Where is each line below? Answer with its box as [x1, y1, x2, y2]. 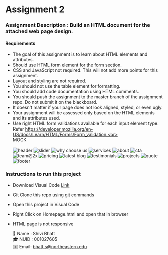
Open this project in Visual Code [12, 201, 79, 207]
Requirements [5, 40, 36, 46]
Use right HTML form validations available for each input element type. [12, 120, 159, 126]
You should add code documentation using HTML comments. [12, 89, 139, 95]
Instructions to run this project [5, 171, 81, 178]
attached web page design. [5, 28, 73, 35]
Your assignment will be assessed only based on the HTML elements [12, 110, 155, 116]
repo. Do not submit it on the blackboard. [12, 99, 98, 105]
